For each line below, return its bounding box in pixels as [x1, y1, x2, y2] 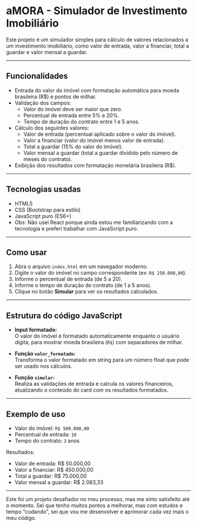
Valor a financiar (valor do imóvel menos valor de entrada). [23, 136, 165, 144]
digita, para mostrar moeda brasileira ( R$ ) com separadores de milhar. [14, 339, 184, 346]
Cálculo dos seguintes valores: [14, 124, 89, 131]
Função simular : [14, 374, 55, 381]
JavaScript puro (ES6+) [14, 212, 72, 219]
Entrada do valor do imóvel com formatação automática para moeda [14, 86, 180, 94]
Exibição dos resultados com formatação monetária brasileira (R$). [14, 162, 177, 169]
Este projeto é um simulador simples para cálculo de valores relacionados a [6, 36, 189, 43]
